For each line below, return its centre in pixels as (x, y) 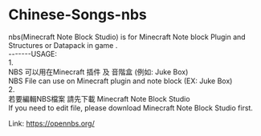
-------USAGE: (33, 54)
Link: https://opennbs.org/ (51, 123)
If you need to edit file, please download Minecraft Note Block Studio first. (130, 108)
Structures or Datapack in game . (63, 45)
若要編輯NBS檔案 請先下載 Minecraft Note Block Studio (99, 98)
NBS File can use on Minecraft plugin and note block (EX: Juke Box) (120, 81)
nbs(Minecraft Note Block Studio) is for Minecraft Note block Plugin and (127, 37)
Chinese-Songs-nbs (77, 15)
